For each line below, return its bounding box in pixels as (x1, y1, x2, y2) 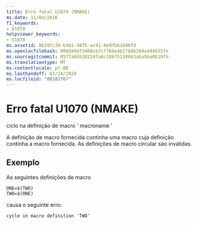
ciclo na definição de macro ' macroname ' (6, 122, 113, 130)
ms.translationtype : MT (6, 59, 66, 65)
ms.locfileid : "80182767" (6, 76, 71, 82)
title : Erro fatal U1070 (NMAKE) (6, 8, 91, 15)
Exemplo (6, 157, 40, 168)
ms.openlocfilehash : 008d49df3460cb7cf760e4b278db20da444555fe (6, 48, 169, 54)
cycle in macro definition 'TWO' (6, 212, 91, 219)
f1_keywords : (6, 20, 39, 26)
